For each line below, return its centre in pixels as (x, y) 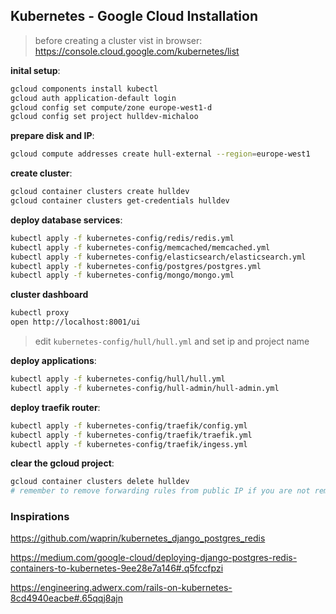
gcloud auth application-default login (93, 98)
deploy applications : (53, 361)
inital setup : (35, 70)
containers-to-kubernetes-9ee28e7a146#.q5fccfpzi (117, 568)
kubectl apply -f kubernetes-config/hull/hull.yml (118, 379)
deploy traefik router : (55, 407)
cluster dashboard (49, 295)
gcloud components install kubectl (84, 89)
